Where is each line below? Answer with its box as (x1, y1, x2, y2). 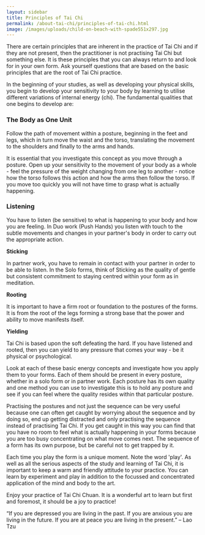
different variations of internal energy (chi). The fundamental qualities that (6, 94, 193, 101)
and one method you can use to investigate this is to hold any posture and (6, 384, 193, 391)
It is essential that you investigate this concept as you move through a (6, 154, 182, 162)
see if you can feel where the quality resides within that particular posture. (6, 390, 194, 398)
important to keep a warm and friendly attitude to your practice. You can (6, 466, 188, 474)
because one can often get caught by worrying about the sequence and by (6, 409, 196, 416)
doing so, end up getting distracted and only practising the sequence (6, 415, 181, 423)
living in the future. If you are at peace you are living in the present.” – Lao (6, 516, 193, 523)
